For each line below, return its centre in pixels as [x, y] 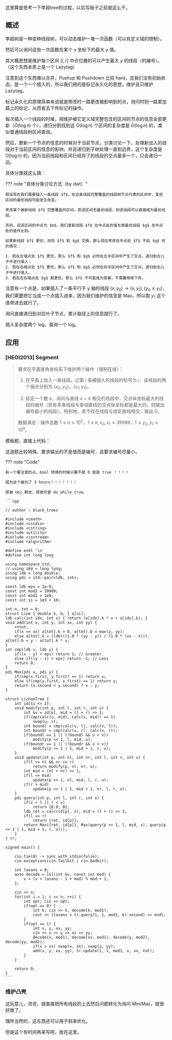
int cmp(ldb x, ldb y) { [32, 649]
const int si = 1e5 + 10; [33, 600]
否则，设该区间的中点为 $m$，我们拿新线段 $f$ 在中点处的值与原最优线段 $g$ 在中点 [84, 225]
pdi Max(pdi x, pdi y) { [32, 672]
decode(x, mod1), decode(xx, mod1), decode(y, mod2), [91, 937]
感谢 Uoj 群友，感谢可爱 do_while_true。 [46, 492]
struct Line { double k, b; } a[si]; [46, 614]
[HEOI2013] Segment [32, 357]
